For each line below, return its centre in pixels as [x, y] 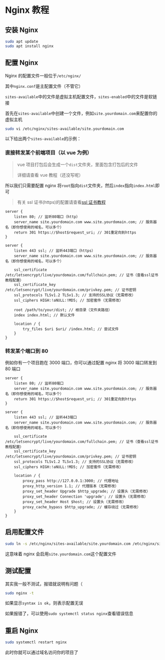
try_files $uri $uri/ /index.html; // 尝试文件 [71, 329]
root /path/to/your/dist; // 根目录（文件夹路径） [63, 310]
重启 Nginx [22, 631]
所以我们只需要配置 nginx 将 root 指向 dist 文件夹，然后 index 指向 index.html [80, 185]
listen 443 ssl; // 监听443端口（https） [55, 251]
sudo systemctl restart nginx [36, 642]
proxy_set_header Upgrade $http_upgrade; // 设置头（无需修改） [87, 492]
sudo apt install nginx [29, 46]
